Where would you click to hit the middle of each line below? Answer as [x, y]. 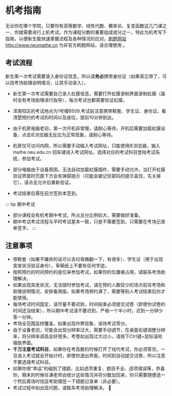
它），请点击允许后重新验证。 [43, 182]
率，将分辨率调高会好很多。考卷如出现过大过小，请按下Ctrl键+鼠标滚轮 [88, 336]
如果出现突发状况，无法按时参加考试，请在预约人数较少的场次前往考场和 [89, 285]
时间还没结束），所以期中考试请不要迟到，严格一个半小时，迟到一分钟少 [88, 310]
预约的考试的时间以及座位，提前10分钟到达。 [69, 117]
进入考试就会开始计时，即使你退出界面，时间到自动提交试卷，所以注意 [91, 355]
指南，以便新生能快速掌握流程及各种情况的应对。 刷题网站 [66, 39]
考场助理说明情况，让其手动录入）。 [51, 82]
